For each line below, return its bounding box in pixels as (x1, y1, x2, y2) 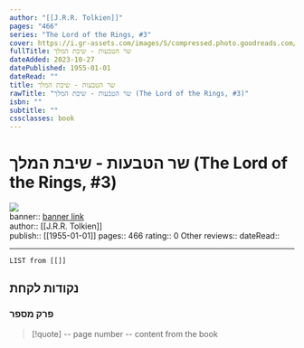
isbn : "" (9, 97, 43, 107)
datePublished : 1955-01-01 (9, 64, 111, 73)
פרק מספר (9, 308, 54, 321)
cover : (9, 38, 34, 48)
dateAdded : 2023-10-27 (9, 55, 95, 64)
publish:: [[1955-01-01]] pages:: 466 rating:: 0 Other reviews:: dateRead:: (9, 230, 280, 241)
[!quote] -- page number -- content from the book (31, 328, 219, 339)
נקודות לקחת (9, 281, 80, 296)
